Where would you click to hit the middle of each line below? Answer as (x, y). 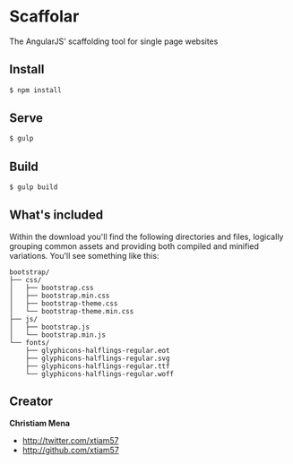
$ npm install (36, 90)
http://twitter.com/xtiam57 (70, 440)
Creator (31, 402)
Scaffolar (44, 17)
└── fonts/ (30, 342)
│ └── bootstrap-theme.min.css (72, 311)
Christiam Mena (39, 423)
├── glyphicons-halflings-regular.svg (98, 358)
